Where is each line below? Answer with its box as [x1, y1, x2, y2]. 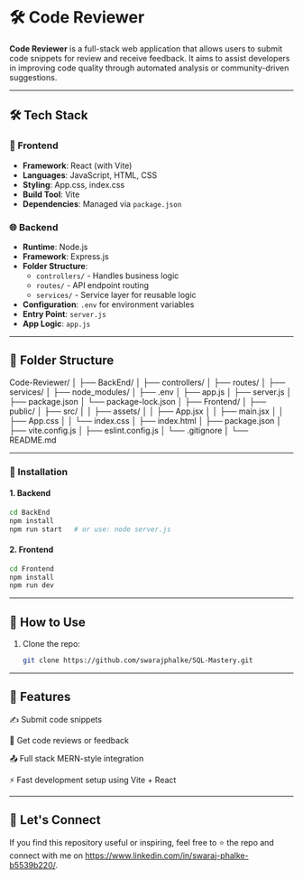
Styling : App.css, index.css [22, 179, 125, 190]
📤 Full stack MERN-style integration [9, 753, 144, 763]
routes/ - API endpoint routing [35, 279, 150, 290]
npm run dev [9, 581, 54, 590]
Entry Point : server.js [22, 308, 106, 319]
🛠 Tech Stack [9, 108, 88, 123]
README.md [9, 435, 57, 445]
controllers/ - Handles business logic [35, 270, 179, 281]
